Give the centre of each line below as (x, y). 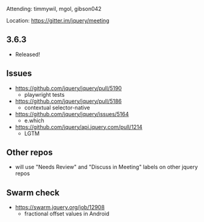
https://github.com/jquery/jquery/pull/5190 (68, 88)
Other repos (30, 152)
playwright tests (44, 94)
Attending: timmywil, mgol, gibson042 (54, 9)
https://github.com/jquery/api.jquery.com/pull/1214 (79, 127)
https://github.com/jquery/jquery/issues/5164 (72, 114)
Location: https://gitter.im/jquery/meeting (58, 20)
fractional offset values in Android (67, 214)
